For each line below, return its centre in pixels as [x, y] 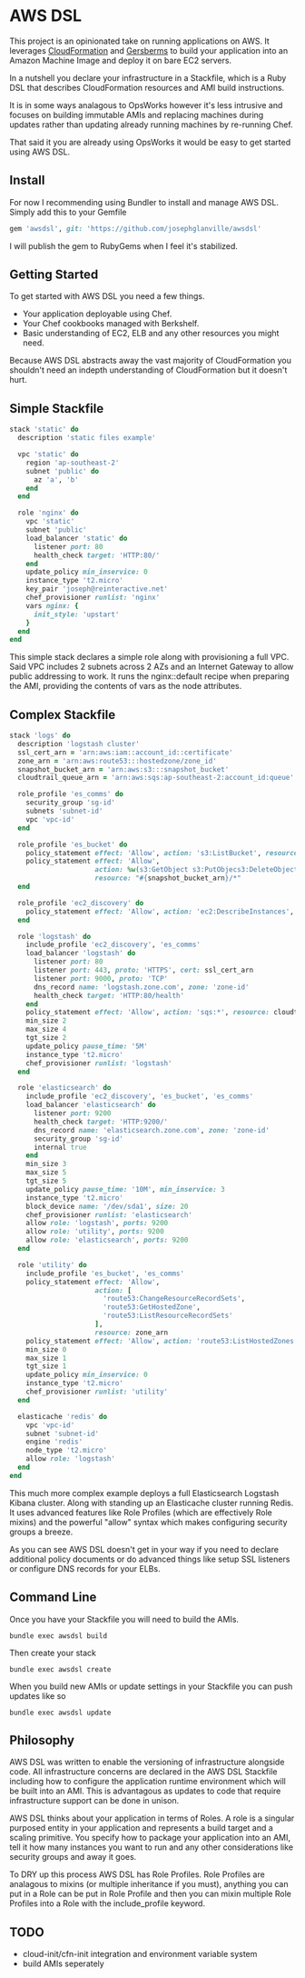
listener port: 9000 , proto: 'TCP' [101, 978]
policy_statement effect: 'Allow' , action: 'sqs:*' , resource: [148, 1013]
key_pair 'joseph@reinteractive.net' [97, 589]
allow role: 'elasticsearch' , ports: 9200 [107, 1240]
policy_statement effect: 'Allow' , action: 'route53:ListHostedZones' [162, 1341]
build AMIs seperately [63, 1963]
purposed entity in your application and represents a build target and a [142, 1828]
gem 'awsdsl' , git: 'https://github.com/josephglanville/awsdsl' [135, 228]
